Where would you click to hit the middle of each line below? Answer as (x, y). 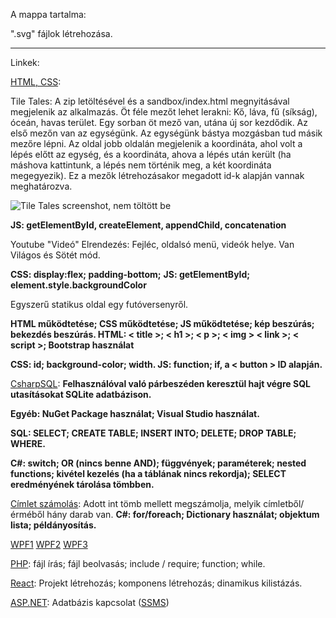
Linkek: (25, 62)
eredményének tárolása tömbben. (82, 484)
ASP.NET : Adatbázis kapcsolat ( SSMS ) (90, 602)
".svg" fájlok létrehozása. (61, 33)
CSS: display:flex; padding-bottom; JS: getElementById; (130, 274)
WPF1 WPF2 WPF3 (49, 544)
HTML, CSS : (36, 82)
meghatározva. (41, 186)
